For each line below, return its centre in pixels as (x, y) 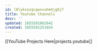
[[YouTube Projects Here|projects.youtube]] (49, 41)
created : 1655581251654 (29, 28)
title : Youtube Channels (30, 14)
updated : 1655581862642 (29, 23)
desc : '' (14, 18)
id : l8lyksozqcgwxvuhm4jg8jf (34, 9)
